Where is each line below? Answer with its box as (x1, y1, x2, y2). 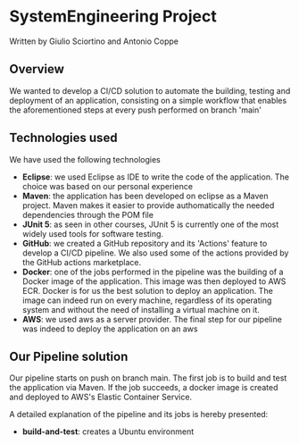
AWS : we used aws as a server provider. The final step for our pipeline (21, 314, 283, 324)
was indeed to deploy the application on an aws (21, 323, 198, 334)
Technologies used (9, 130, 118, 146)
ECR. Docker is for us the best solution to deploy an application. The (21, 285, 274, 296)
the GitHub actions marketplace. (21, 256, 141, 267)
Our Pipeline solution (9, 348, 129, 364)
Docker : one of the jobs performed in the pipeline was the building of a (21, 266, 284, 277)
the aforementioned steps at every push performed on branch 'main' (9, 105, 262, 115)
